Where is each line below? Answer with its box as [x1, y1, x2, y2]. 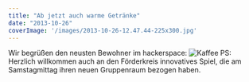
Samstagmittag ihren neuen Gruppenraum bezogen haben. [8, 65, 201, 75]
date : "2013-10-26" [8, 19, 73, 27]
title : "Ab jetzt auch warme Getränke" [8, 11, 141, 20]
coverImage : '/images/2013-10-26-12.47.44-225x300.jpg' [8, 26, 197, 34]
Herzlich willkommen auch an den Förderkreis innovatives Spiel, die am [8, 57, 242, 66]
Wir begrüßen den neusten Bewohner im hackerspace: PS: [8, 49, 232, 58]
